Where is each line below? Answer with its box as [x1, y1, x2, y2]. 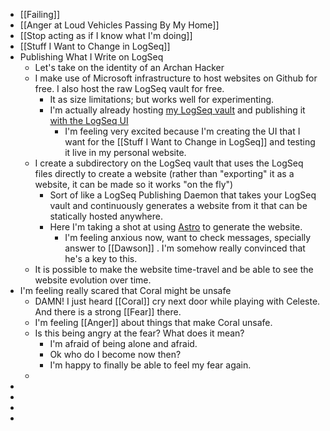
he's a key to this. [64, 253, 138, 264]
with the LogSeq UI [49, 115, 129, 126]
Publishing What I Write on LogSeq [19, 51, 164, 63]
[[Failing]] [19, 9, 61, 20]
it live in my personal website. [64, 147, 187, 158]
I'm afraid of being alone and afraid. [49, 338, 198, 349]
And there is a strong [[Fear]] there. [34, 306, 182, 318]
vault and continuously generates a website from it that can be [49, 200, 308, 211]
